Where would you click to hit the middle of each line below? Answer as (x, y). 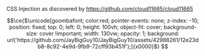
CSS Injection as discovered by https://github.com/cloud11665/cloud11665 (100, 9)
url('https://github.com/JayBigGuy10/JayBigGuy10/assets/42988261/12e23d (103, 40)
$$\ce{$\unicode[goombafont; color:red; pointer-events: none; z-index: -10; (103, 20)
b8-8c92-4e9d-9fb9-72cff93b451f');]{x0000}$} (99, 46)
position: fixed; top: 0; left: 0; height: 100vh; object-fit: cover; (86, 27)
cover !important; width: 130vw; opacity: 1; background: (110, 33)
